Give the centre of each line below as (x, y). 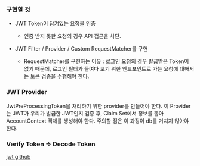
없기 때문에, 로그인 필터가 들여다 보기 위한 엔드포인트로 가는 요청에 (101, 69)
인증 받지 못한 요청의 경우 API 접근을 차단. (72, 36)
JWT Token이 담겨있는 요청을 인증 (55, 24)
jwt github (19, 156)
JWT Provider (27, 92)
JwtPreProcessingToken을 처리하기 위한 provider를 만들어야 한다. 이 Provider (99, 106)
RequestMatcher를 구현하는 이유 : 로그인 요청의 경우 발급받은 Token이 (106, 61)
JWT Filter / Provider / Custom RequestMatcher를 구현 (81, 49)
